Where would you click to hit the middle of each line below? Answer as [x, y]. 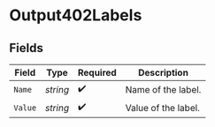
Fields [27, 48]
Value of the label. [163, 108]
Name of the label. [163, 89]
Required [97, 73]
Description [163, 73]
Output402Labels [76, 15]
